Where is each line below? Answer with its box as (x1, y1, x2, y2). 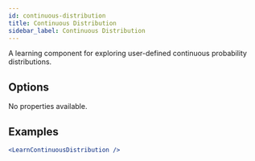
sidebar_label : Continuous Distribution (8, 26, 146, 34)
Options (8, 80, 50, 94)
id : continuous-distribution (8, 11, 106, 20)
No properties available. (8, 102, 88, 111)
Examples (8, 125, 59, 139)
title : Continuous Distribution (8, 19, 117, 27)
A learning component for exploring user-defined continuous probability (8, 49, 248, 58)
